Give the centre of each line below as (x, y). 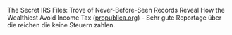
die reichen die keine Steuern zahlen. (61, 25)
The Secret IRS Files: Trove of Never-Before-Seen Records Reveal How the (116, 10)
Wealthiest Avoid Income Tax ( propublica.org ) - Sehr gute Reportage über (115, 17)
